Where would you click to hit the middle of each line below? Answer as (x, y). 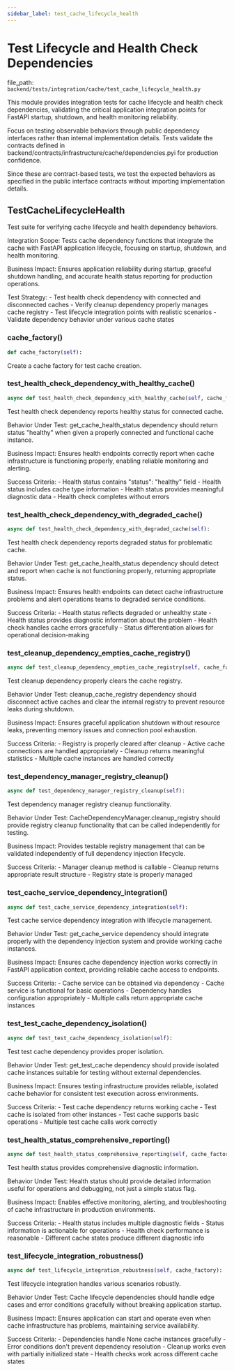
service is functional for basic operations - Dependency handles (99, 991)
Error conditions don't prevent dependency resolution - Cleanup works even (117, 1346)
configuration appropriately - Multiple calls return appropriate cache (105, 998)
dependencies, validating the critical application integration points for (107, 110)
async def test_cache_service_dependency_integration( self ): (98, 907)
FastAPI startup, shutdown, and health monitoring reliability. (93, 117)
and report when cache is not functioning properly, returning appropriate (111, 570)
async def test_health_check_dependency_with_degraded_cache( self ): (109, 529)
